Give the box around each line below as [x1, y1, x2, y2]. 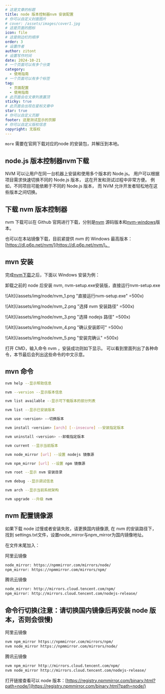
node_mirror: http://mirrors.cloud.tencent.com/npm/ [5, 586, 116, 592]
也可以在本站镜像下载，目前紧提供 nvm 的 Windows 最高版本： [5, 236, 132, 242]
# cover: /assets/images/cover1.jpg [5, 21, 80, 26]
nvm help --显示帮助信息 [5, 381, 52, 386]
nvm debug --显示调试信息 [5, 479, 54, 484]
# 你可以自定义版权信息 [5, 122, 47, 127]
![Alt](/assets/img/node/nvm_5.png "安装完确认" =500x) [5, 334, 119, 341]
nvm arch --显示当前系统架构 [5, 488, 59, 493]
